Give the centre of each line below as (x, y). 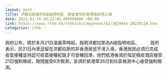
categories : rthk (23, 28)
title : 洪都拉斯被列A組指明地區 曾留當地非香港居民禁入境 (59, 14)
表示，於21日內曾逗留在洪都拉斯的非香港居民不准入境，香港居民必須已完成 (82, 49)
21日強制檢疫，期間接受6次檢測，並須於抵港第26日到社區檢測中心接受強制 (82, 61)
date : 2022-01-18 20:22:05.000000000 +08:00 (52, 19)
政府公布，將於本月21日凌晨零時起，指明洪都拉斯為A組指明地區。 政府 (82, 43)
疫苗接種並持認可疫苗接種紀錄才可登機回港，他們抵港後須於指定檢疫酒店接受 (84, 55)
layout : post (19, 10)
